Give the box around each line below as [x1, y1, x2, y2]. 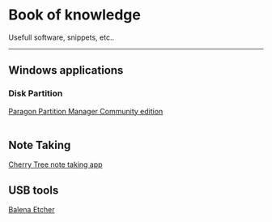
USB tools [8, 183, 59, 197]
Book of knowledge [8, 6, 142, 24]
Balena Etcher [8, 205, 55, 215]
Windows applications [8, 63, 124, 78]
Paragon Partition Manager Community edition [8, 106, 164, 116]
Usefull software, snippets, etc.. [8, 32, 115, 42]
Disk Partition [8, 88, 63, 99]
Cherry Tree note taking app [8, 160, 103, 169]
